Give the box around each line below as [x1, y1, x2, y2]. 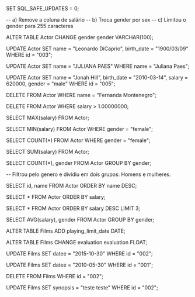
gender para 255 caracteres [6, 23, 74, 29]
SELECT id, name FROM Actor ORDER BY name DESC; [6, 182, 137, 189]
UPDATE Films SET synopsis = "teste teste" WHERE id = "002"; [6, 284, 159, 291]
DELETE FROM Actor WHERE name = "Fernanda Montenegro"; [6, 92, 156, 98]
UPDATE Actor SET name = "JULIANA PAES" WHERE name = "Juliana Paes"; [6, 63, 190, 70]
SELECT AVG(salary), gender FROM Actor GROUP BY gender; [6, 216, 155, 223]
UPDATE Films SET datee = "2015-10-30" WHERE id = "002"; [6, 250, 153, 257]
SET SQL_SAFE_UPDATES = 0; [6, 5, 79, 12]
